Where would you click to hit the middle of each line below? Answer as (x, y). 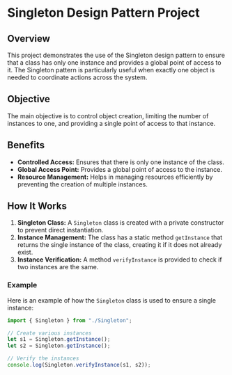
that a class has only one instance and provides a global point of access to (114, 63)
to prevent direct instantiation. (60, 230)
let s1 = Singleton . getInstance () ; (59, 340)
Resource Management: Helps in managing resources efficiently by (115, 177)
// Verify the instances (43, 359)
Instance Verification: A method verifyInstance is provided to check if (119, 260)
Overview (29, 39)
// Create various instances (49, 333)
